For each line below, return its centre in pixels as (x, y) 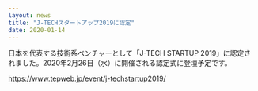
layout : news (30, 15)
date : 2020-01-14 (37, 30)
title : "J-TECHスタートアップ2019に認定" (71, 23)
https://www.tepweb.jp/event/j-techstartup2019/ (87, 78)
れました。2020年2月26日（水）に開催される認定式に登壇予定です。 (120, 63)
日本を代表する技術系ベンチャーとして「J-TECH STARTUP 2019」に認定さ (130, 53)
